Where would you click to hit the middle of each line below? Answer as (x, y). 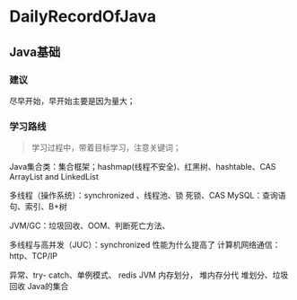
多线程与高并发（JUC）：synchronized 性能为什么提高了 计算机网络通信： (145, 245)
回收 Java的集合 (39, 287)
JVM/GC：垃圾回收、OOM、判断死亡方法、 (90, 225)
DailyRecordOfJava (83, 17)
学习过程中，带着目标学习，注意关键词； (106, 148)
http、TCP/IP (34, 256)
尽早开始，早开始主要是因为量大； (72, 101)
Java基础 (35, 52)
